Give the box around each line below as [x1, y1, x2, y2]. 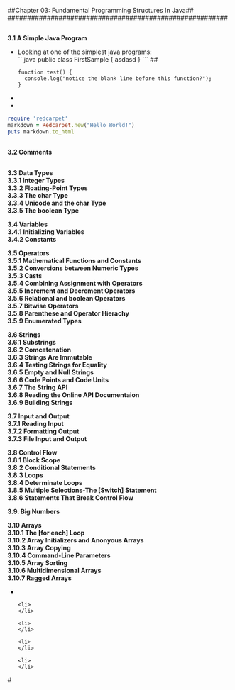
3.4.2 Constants [7, 235, 57, 243]
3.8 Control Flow [7, 448, 58, 457]
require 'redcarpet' [7, 115, 69, 123]
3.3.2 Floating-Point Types [7, 184, 88, 192]
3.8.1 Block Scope [7, 455, 61, 464]
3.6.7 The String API [7, 383, 68, 391]
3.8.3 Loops [7, 471, 44, 479]
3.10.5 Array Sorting [7, 558, 68, 567]
